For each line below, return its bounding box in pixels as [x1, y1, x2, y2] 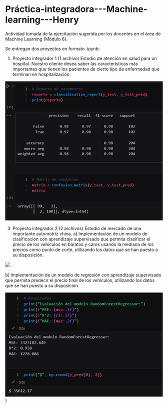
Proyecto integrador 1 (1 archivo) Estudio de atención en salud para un [12, 55, 157, 61]
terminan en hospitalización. [12, 71, 71, 77]
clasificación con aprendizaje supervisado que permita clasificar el [12, 236, 150, 242]
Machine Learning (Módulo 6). [5, 36, 68, 42]
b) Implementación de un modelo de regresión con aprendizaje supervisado [5, 271, 161, 278]
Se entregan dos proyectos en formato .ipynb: [5, 45, 100, 51]
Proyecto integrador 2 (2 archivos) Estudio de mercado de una [12, 225, 141, 231]
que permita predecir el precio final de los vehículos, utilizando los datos [5, 277, 155, 283]
